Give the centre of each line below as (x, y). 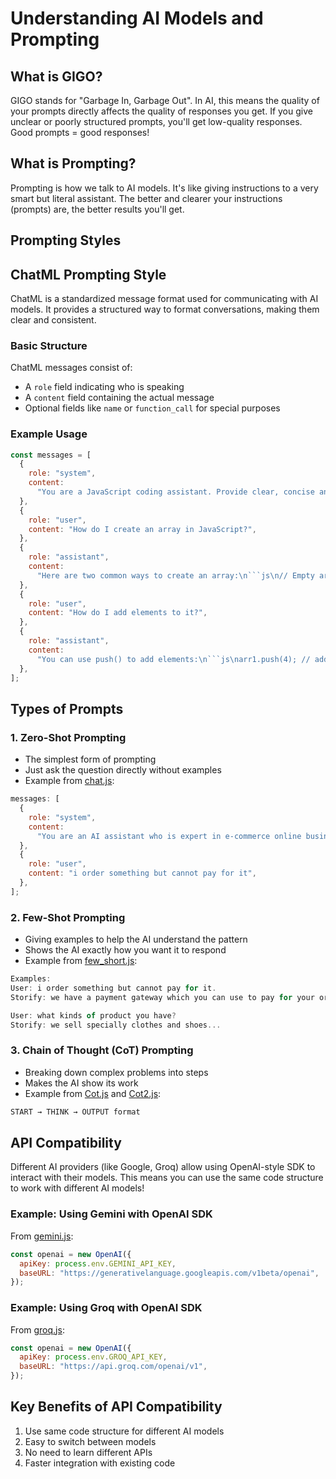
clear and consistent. (53, 320)
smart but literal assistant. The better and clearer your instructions (146, 198)
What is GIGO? (56, 76)
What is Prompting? (73, 163)
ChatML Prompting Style (88, 274)
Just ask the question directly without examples (123, 770)
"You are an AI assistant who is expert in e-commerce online (169, 836)
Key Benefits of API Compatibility (116, 1407)
